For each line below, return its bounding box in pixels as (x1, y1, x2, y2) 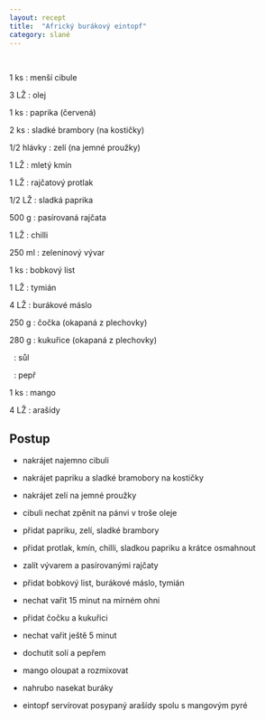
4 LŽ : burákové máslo (9, 300, 93, 311)
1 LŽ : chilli (9, 229, 49, 240)
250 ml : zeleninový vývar (9, 248, 105, 258)
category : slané (9, 30, 70, 39)
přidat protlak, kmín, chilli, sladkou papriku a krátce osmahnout (22, 543, 256, 554)
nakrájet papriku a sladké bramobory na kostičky (22, 472, 205, 483)
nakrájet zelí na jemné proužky (22, 490, 137, 501)
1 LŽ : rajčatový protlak (9, 177, 94, 188)
